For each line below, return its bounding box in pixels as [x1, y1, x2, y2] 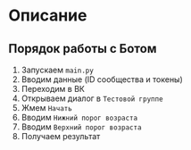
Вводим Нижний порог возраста [21, 112, 138, 122]
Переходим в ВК [21, 84, 86, 94]
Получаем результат [21, 131, 101, 141]
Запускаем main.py [21, 64, 95, 75]
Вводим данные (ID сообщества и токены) [21, 74, 184, 85]
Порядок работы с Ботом [8, 41, 157, 56]
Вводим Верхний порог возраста [21, 121, 142, 132]
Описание [8, 5, 87, 26]
